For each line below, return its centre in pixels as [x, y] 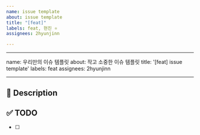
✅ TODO [22, 113]
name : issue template [33, 12]
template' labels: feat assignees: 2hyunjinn [59, 69]
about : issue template [34, 17]
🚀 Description [32, 93]
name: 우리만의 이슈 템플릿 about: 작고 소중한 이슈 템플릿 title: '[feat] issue [94, 62]
